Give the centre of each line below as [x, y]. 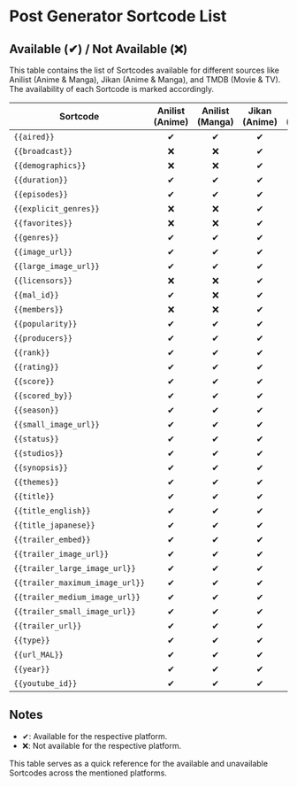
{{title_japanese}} [54, 525]
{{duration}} [41, 180]
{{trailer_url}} [48, 626]
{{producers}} [43, 338]
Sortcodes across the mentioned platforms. [88, 773]
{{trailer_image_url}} [61, 554]
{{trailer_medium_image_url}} [77, 597]
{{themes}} [36, 482]
